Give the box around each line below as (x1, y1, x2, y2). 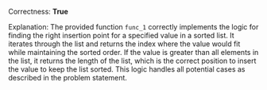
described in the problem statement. (8, 73, 127, 82)
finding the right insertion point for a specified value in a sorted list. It (8, 31, 234, 40)
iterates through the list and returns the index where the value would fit (8, 39, 241, 49)
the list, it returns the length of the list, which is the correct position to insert (8, 56, 257, 65)
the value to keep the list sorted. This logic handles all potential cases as (8, 65, 246, 74)
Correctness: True (8, 7, 69, 16)
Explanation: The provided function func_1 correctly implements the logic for (8, 22, 259, 31)
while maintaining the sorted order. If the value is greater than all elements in (8, 48, 259, 57)
